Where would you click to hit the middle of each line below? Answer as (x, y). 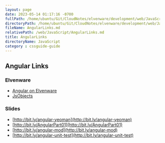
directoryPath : (21, 23)
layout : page (18, 10)
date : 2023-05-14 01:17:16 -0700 (39, 14)
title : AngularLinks (26, 37)
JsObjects (22, 96)
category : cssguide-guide (33, 46)
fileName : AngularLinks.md (33, 28)
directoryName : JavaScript (33, 42)
